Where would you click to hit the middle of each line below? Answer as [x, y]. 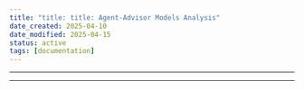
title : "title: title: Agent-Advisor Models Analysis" [115, 18]
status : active [38, 43]
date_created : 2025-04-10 [58, 26]
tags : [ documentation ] [52, 51]
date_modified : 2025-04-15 [60, 34]
